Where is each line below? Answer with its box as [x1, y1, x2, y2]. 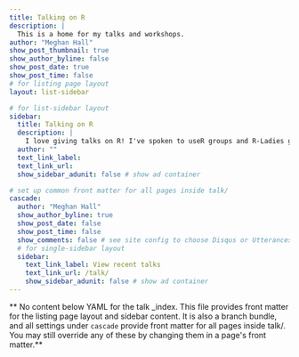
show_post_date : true [9, 63, 90, 72]
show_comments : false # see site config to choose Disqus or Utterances [17, 235, 293, 245]
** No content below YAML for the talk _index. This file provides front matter [9, 301, 289, 312]
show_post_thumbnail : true [9, 46, 109, 55]
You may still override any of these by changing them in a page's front [9, 329, 267, 340]
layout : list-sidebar [9, 87, 90, 96]
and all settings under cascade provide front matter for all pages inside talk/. [9, 320, 287, 330]
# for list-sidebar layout [9, 103, 109, 112]
